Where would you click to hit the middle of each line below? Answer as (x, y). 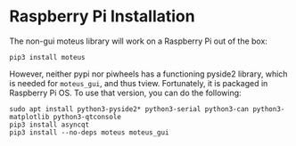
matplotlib (29, 117)
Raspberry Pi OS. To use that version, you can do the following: (126, 93)
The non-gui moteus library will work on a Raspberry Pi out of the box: (138, 41)
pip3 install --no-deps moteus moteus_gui (89, 132)
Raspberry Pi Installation (102, 16)
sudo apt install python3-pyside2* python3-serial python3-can (129, 109)
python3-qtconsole (87, 117)
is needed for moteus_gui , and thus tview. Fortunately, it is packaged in (139, 83)
